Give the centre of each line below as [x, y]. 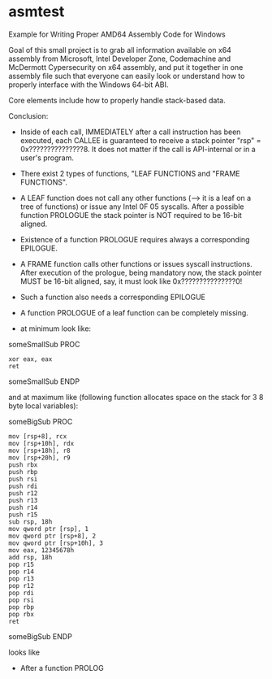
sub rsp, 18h [30, 522]
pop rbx [22, 614]
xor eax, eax [30, 359]
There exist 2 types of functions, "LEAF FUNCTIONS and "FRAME [130, 173]
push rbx [23, 465]
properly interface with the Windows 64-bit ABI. [89, 85]
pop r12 [22, 585]
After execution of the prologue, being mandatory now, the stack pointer [141, 272]
